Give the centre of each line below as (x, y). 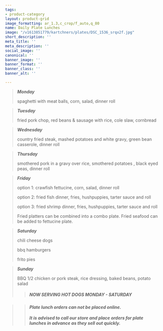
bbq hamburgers (34, 250)
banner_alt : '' (21, 74)
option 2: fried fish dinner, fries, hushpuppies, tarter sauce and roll (84, 197)
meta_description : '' (27, 46)
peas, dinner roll (33, 168)
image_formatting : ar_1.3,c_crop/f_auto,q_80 (52, 23)
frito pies (26, 259)
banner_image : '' (23, 60)
